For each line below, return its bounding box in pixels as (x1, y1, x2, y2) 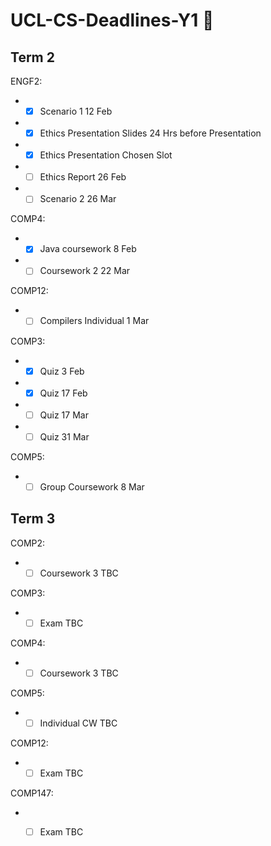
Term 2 (10, 49, 55, 66)
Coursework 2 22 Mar (39, 265, 131, 277)
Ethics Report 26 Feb (39, 171, 127, 183)
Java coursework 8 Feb (39, 243, 137, 255)
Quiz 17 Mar (39, 409, 89, 421)
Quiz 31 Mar (39, 430, 90, 443)
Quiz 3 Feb (39, 365, 85, 377)
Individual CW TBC (39, 717, 118, 729)
